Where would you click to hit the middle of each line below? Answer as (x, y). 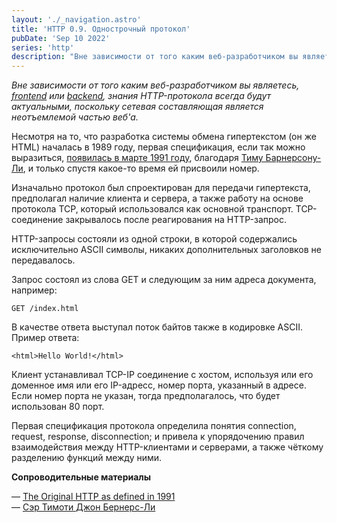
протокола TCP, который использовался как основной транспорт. (152, 209)
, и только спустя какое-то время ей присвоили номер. (141, 168)
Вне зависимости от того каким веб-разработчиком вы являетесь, (155, 85)
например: (34, 290)
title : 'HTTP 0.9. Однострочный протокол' (101, 29)
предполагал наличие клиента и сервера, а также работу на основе (157, 198)
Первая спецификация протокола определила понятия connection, (154, 426)
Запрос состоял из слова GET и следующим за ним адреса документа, (164, 280)
